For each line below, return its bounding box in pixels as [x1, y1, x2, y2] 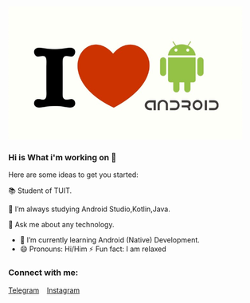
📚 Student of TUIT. [8, 186, 72, 195]
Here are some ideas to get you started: [8, 170, 139, 179]
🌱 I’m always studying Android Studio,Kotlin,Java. [8, 204, 171, 214]
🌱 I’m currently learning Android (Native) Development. [19, 235, 201, 245]
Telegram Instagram [8, 285, 80, 295]
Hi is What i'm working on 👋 [8, 151, 117, 163]
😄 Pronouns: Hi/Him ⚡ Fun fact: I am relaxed [19, 244, 167, 254]
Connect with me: [8, 267, 79, 278]
